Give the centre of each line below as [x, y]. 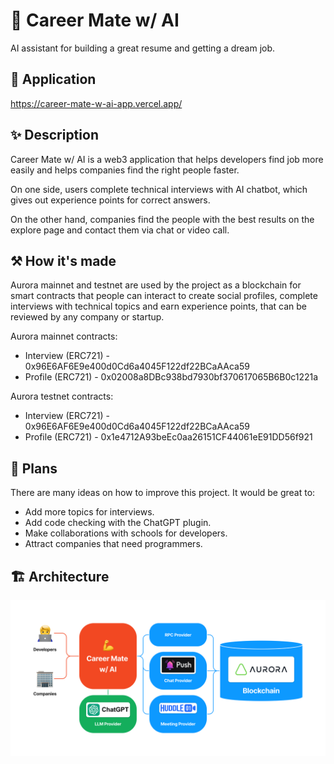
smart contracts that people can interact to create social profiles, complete [164, 296]
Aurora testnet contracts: [62, 396]
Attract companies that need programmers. [113, 544]
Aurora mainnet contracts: [64, 336]
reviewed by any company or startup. [87, 317]
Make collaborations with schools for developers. [126, 533]
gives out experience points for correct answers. [110, 200]
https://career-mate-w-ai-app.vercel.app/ [96, 103]
